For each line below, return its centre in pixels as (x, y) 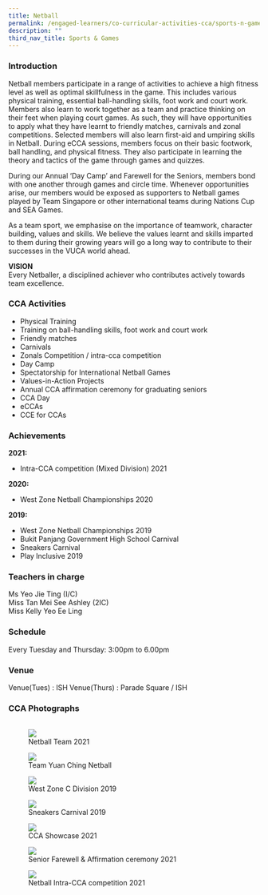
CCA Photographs (44, 708)
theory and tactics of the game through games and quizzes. (106, 160)
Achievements (37, 435)
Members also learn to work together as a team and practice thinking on (127, 109)
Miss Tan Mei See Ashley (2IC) (59, 603)
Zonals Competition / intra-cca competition (91, 355)
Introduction (33, 66)
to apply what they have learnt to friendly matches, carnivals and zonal (125, 126)
